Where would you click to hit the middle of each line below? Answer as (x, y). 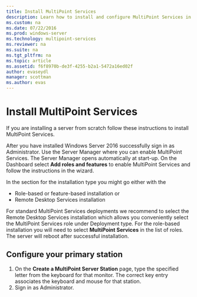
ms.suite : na (22, 50)
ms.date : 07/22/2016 (32, 28)
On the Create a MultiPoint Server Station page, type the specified (96, 269)
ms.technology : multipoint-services (51, 39)
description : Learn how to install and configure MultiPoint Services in (99, 17)
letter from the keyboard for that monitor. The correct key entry (91, 275)
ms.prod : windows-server (37, 34)
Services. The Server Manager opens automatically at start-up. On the (91, 158)
